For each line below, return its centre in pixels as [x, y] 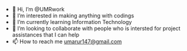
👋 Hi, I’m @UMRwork [38, 9]
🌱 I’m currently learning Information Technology [72, 22]
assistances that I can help [46, 35]
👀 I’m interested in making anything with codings [73, 16]
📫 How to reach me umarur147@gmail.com [67, 41]
